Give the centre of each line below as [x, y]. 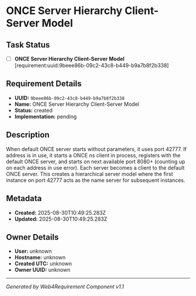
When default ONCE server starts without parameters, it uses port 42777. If [96, 149]
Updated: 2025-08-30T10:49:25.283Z [61, 219]
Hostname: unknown [40, 257]
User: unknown [33, 251]
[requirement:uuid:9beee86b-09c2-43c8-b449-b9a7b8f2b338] [92, 66]
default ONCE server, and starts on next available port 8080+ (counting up [96, 161]
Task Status [28, 45]
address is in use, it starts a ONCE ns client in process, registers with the [93, 155]
